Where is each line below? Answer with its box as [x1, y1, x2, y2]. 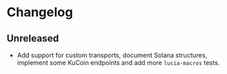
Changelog [6, 4, 73, 20]
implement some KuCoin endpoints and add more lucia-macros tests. [16, 58, 220, 67]
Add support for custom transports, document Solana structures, [16, 51, 208, 59]
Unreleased [6, 32, 60, 44]
